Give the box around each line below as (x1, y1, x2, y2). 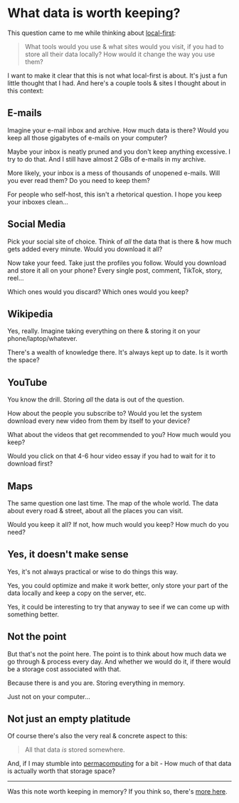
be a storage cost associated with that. (7, 664, 122, 673)
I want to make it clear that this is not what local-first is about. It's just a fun (7, 71, 228, 80)
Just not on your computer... (7, 692, 91, 700)
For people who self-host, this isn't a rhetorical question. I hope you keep (7, 190, 222, 199)
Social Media (7, 219, 66, 231)
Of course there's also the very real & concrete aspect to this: (7, 732, 188, 740)
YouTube (7, 376, 48, 389)
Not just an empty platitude (7, 713, 131, 725)
